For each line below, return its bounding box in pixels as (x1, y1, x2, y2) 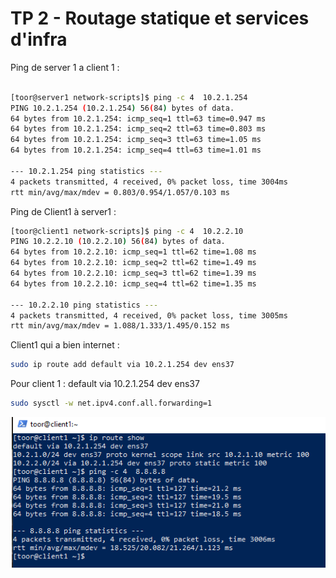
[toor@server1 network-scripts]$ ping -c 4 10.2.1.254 (10, 92, 248, 102)
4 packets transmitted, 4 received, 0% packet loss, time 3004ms (10, 177, 288, 187)
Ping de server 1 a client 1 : (10, 61, 120, 73)
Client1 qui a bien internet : (10, 339, 120, 351)
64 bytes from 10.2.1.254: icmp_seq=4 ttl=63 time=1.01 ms (10, 145, 262, 156)
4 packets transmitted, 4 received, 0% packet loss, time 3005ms (10, 310, 288, 321)
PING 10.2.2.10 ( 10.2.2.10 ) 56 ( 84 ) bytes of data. (10, 237, 226, 247)
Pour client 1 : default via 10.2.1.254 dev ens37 (10, 378, 200, 390)
